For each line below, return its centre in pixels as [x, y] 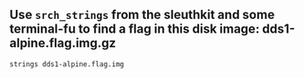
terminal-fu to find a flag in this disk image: [135, 29]
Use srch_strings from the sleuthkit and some [142, 15]
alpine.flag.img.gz [63, 43]
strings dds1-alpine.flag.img [67, 64]
